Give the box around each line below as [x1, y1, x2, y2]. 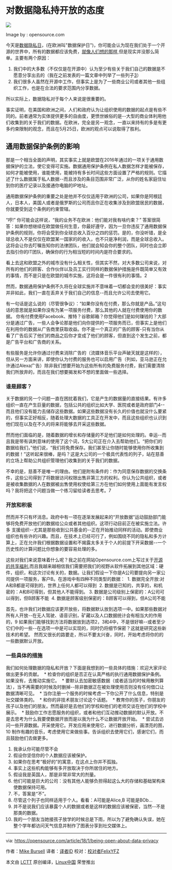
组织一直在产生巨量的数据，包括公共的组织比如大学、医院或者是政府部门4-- [6, 402, 165, 408]
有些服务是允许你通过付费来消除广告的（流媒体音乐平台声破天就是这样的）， [6, 350, 165, 356]
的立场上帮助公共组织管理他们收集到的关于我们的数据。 [6, 457, 122, 464]
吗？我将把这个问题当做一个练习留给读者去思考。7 [6, 488, 111, 494]
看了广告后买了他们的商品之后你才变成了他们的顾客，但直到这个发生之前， [6, 332, 162, 338]
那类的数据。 [13, 810, 40, 816]
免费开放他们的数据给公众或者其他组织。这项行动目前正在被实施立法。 [14, 520, 162, 526]
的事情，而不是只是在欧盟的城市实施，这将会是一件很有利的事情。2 [6, 272, 148, 279]
